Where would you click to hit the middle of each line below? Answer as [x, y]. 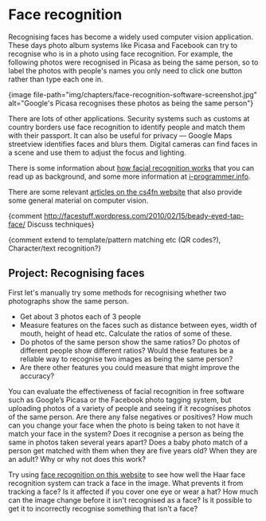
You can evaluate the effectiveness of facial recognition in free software [126, 391]
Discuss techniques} [61, 224]
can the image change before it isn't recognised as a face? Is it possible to [130, 499]
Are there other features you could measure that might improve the [130, 367]
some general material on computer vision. [78, 200]
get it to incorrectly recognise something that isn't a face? [103, 508]
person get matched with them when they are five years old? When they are [133, 450]
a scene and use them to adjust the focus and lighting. [98, 152]
